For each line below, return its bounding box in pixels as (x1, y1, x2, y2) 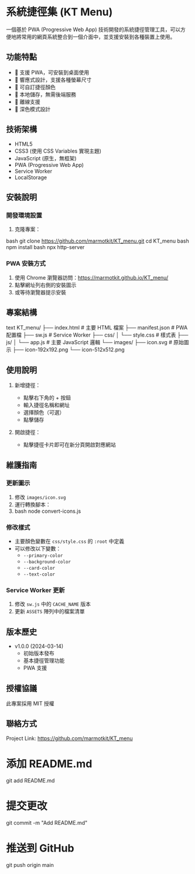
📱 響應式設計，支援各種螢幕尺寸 (14, 76, 92, 83)
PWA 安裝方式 (6, 260, 46, 268)
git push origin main (6, 861, 54, 868)
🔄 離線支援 (14, 98, 40, 105)
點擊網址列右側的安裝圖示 (14, 281, 77, 288)
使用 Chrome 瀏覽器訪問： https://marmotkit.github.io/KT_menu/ (14, 274, 169, 281)
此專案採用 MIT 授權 (6, 700, 54, 707)
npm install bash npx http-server (6, 244, 85, 251)
